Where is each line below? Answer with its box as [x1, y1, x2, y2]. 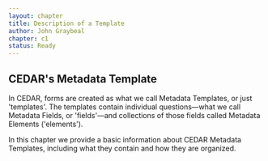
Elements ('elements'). [8, 119, 83, 129]
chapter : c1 [8, 34, 49, 43]
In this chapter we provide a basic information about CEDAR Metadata [8, 134, 241, 144]
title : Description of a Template [8, 19, 125, 28]
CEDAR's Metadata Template [8, 72, 158, 86]
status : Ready [8, 42, 57, 50]
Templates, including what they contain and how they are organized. [8, 143, 236, 153]
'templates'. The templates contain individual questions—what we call [8, 102, 241, 112]
